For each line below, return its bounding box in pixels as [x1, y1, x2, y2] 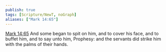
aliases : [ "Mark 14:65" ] [5, 17, 58, 22]
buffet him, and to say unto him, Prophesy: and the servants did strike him [5, 36, 161, 42]
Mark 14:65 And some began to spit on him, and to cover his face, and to [5, 31, 159, 37]
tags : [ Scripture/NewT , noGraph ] [5, 12, 77, 17]
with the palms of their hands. [5, 41, 68, 47]
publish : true [5, 7, 36, 13]
